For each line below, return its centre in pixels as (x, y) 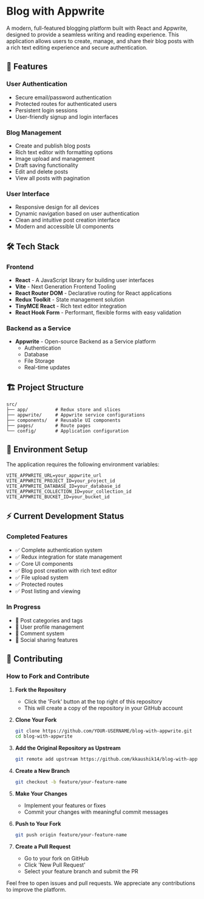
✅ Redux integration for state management (69, 557)
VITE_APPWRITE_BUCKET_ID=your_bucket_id (58, 497)
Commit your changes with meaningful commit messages (96, 812)
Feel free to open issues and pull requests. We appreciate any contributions (101, 883)
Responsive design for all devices (57, 207)
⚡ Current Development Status (65, 516)
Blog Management (34, 132)
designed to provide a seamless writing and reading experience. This (93, 34)
